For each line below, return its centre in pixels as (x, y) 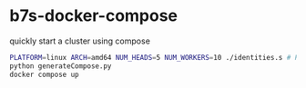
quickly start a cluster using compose (80, 41)
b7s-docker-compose (94, 16)
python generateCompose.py (61, 66)
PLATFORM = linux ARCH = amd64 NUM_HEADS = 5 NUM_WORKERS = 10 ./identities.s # (150, 57)
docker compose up (44, 74)
